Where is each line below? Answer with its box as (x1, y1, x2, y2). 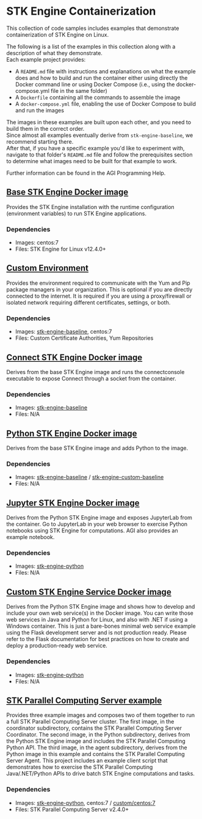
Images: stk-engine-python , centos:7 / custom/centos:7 (15, 799, 156, 806)
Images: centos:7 (15, 239, 59, 246)
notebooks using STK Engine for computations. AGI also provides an (6, 527, 178, 534)
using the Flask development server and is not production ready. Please (6, 629, 187, 636)
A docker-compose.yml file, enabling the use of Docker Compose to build (15, 100, 197, 108)
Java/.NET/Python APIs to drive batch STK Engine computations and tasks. (6, 770, 195, 777)
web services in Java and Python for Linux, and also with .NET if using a (6, 616, 188, 623)
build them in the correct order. (6, 125, 85, 132)
